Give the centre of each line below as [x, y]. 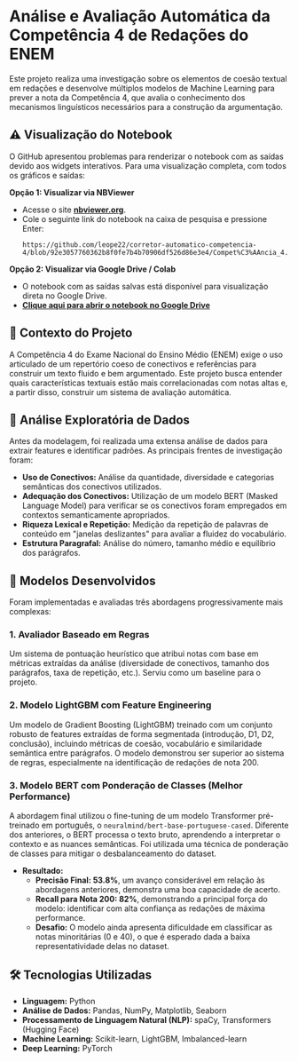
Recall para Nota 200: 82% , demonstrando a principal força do [151, 900]
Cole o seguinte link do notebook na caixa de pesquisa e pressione [145, 218]
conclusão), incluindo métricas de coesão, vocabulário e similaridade [136, 743]
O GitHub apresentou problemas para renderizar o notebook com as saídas [146, 156]
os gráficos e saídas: [47, 175]
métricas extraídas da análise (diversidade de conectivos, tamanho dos [139, 663]
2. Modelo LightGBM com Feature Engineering [110, 705]
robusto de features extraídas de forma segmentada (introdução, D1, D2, [142, 733]
